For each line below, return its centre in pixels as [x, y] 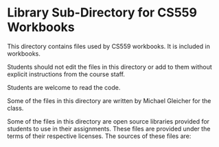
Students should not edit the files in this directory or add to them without [110, 67]
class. [15, 108]
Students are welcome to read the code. [64, 87]
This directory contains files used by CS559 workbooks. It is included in [109, 46]
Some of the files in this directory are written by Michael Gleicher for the [109, 100]
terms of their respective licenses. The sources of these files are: [99, 136]
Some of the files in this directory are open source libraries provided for [108, 121]
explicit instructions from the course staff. [66, 74]
